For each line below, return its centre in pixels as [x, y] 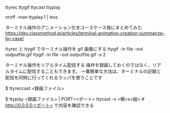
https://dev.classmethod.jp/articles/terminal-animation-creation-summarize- [85, 33]
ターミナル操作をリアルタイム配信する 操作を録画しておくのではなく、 [79, 65]
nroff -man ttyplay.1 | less [32, 17]
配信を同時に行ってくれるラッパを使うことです [54, 77]
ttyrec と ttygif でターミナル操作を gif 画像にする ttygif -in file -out [74, 49]
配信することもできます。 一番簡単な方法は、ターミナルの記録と [94, 71]
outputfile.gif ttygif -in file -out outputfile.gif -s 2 [56, 54]
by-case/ [15, 38]
